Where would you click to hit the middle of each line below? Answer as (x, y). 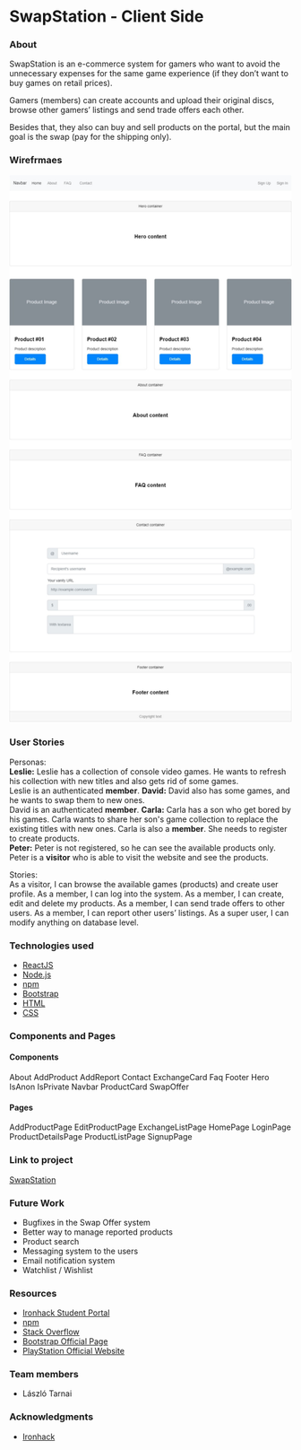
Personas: (28, 762)
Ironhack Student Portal (66, 1313)
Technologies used (52, 946)
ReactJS (38, 965)
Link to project (41, 1160)
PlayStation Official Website (73, 1351)
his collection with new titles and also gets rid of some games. (124, 781)
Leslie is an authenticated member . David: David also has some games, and (150, 791)
